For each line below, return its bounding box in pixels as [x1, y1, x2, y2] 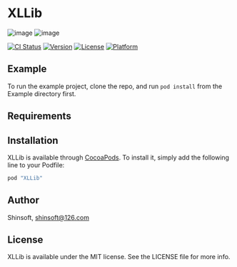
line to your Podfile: [7, 160, 65, 169]
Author [7, 194, 39, 206]
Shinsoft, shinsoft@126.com [7, 213, 90, 221]
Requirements [7, 110, 71, 122]
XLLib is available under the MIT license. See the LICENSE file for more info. [7, 253, 231, 261]
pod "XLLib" [7, 174, 43, 182]
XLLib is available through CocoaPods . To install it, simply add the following [7, 153, 230, 162]
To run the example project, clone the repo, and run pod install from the [7, 82, 223, 90]
